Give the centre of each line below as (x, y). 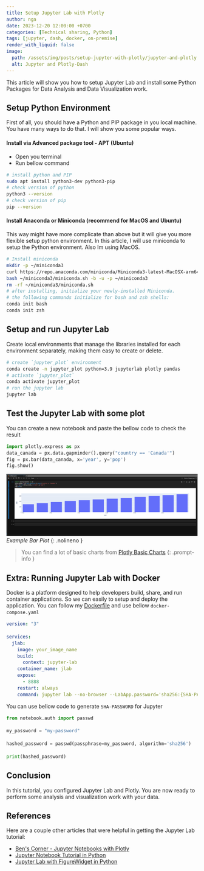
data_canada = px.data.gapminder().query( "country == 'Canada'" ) (90, 453)
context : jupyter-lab (50, 663)
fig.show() (20, 466)
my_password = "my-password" (43, 731)
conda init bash (27, 304)
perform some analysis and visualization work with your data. (83, 797)
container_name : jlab (44, 669)
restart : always (38, 688)
